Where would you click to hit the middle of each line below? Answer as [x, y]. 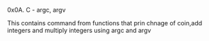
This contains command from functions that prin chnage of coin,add [105, 23]
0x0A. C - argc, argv [36, 10]
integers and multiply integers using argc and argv [79, 30]
